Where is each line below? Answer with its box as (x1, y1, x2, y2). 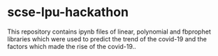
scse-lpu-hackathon (7, 4, 129, 20)
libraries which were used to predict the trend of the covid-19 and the (7, 34, 208, 43)
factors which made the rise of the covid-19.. (7, 42, 136, 50)
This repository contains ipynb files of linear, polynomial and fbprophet (7, 27, 211, 36)
